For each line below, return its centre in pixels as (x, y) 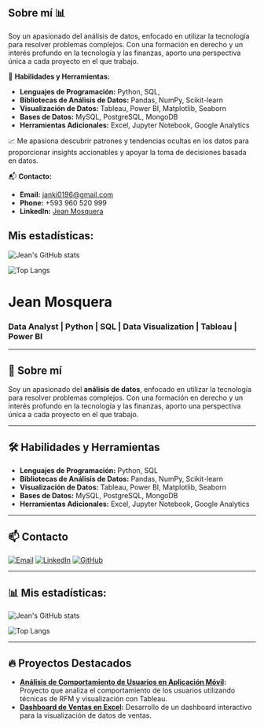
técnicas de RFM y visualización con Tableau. (93, 699)
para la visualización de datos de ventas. (85, 715)
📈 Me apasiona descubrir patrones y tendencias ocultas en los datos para (128, 141)
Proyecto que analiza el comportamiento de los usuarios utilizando (127, 690)
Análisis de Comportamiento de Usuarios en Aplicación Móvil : (123, 682)
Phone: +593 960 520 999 (63, 202)
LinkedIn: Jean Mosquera (61, 211)
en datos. (24, 161)
